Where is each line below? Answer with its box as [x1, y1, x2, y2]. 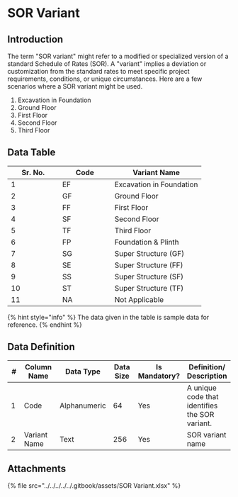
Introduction [7, 33, 64, 45]
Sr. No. [21, 167, 45, 177]
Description [186, 371, 227, 381]
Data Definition [7, 341, 76, 353]
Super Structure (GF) [114, 248, 185, 258]
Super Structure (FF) [114, 260, 183, 270]
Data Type [64, 367, 101, 376]
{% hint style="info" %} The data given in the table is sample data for [7, 313, 210, 321]
